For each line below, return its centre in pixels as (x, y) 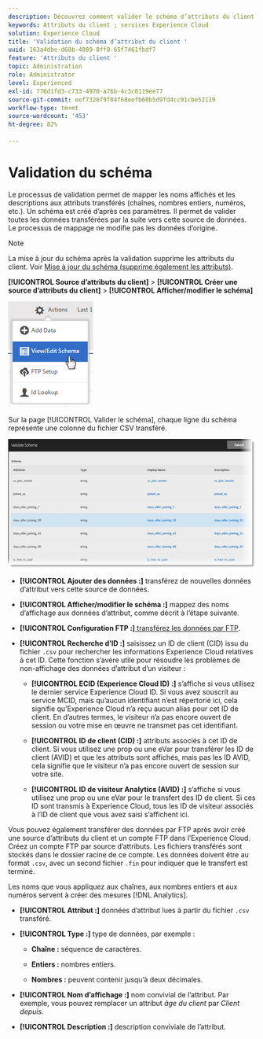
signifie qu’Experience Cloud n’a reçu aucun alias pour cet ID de (135, 709)
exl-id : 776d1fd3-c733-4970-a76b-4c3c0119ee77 (86, 91)
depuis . (32, 1011)
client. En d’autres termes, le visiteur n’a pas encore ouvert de (131, 717)
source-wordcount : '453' (49, 116)
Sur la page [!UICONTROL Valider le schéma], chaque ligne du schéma (122, 419)
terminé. (22, 871)
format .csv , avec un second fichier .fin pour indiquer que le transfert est (128, 863)
